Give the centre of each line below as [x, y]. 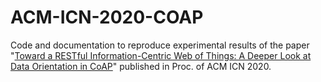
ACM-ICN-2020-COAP [107, 17]
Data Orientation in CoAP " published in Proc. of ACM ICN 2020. [141, 66]
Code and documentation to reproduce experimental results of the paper [160, 45]
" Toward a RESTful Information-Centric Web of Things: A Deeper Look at [161, 55]
